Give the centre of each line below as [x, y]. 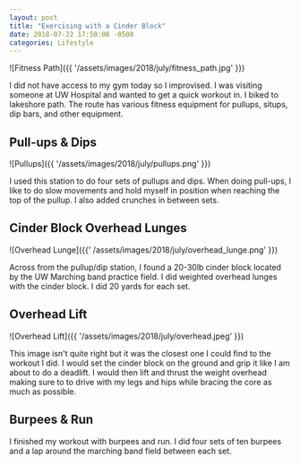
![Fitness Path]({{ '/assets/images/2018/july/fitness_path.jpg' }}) [127, 68]
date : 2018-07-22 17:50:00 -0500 [72, 34]
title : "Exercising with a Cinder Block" [88, 26]
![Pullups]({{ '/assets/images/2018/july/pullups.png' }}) [110, 164]
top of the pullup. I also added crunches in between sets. [114, 200]
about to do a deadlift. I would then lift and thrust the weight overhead [138, 372]
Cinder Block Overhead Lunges [99, 228]
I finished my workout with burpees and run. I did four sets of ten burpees [146, 441]
